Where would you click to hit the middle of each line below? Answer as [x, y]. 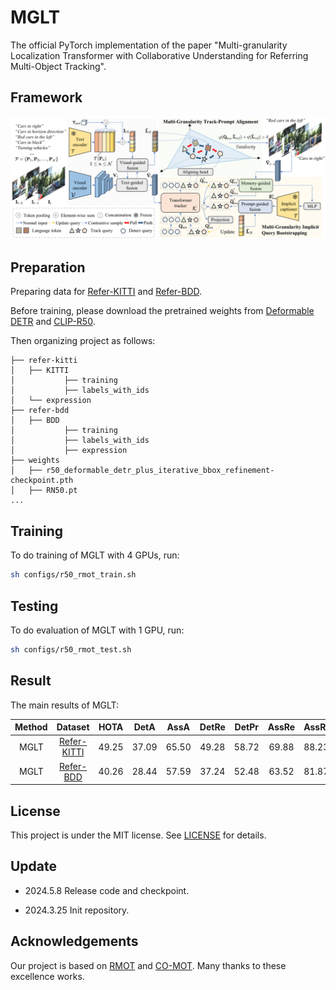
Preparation [48, 267]
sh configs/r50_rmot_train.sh [73, 575]
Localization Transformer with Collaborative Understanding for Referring [159, 55]
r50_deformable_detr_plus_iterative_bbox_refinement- [160, 471]
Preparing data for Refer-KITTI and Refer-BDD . [106, 292]
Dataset [73, 727]
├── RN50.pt [53, 491]
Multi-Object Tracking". [58, 66]
